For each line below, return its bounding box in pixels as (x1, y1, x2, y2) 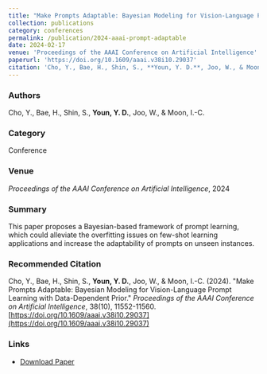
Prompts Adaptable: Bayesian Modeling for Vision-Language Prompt (8, 285, 232, 294)
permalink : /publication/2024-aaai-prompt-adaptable (8, 33, 187, 42)
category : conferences (8, 26, 83, 34)
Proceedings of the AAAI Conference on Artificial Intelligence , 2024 (8, 184, 230, 193)
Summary (8, 204, 48, 215)
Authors (8, 89, 41, 100)
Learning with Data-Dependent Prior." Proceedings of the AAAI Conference (8, 294, 254, 303)
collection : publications (8, 19, 94, 27)
